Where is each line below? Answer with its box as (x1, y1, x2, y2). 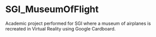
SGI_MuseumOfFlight (5, 4, 99, 15)
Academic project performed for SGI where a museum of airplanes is (5, 20, 151, 26)
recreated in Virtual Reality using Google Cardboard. (5, 25, 116, 31)
